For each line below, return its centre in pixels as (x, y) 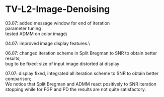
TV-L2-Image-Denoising (58, 9)
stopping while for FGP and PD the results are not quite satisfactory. (75, 89)
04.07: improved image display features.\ (48, 43)
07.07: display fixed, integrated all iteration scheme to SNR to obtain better (82, 73)
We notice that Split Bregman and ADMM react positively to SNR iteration (81, 84)
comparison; (18, 78)
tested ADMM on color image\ (36, 33)
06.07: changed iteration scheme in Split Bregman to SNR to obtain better (81, 53)
